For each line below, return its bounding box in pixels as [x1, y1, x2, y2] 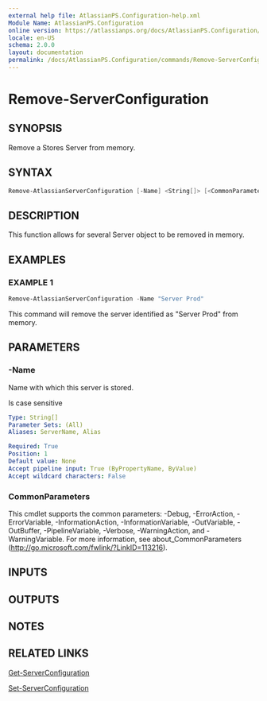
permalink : [8, 56, 44, 64]
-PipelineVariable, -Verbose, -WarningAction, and [43, 525, 205, 535]
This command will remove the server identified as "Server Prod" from [8, 309, 238, 319]
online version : [8, 26, 62, 34]
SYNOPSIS [8, 122, 63, 135]
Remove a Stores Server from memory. [8, 142, 136, 152]
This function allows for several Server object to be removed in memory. [8, 230, 245, 239]
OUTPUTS [8, 593, 60, 606]
